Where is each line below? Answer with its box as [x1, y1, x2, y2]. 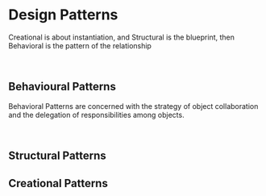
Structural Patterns [8, 149, 106, 163]
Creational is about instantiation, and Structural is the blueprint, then [8, 32, 235, 42]
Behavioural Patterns [8, 80, 117, 94]
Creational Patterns [8, 176, 109, 190]
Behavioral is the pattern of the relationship [8, 40, 152, 50]
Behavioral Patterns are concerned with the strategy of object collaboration [8, 101, 259, 111]
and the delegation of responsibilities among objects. [8, 110, 185, 119]
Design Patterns [8, 6, 118, 24]
